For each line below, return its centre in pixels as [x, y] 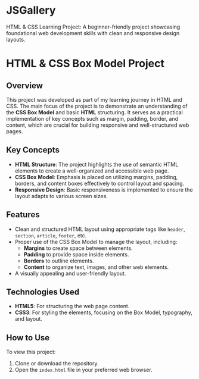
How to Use [28, 338]
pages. [15, 131]
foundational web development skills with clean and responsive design [93, 33]
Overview [25, 85]
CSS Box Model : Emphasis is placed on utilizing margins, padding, [96, 177]
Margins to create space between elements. [78, 248]
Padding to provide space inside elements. [76, 254]
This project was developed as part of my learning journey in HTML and [94, 99]
